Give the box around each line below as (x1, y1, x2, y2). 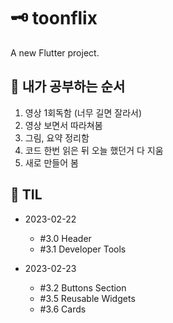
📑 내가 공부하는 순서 (10, 78, 126, 95)
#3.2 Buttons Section (39, 281, 127, 294)
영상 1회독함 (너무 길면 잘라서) (24, 106, 143, 119)
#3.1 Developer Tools (39, 243, 127, 255)
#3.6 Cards (39, 303, 87, 315)
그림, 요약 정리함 (24, 131, 90, 144)
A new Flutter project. (10, 46, 100, 59)
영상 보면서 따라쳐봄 (24, 119, 103, 131)
